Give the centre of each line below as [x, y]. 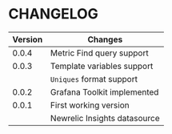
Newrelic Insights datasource [105, 118]
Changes [105, 39]
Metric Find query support [100, 53]
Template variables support [102, 66]
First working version [90, 105]
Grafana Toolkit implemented [105, 91]
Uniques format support [94, 79]
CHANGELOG [53, 14]
